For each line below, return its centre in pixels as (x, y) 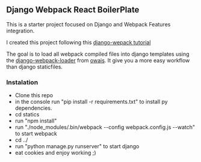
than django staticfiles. (35, 67)
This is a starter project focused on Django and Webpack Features (88, 24)
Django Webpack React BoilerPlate (73, 10)
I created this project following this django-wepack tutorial (79, 42)
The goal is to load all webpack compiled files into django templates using (98, 54)
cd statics (27, 115)
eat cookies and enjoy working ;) (55, 153)
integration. (20, 31)
